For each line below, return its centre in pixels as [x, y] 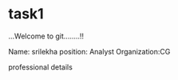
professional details [41, 67]
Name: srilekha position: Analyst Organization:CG [89, 51]
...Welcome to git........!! [46, 36]
